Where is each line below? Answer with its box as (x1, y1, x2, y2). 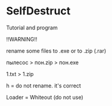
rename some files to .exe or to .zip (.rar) (6, 47, 107, 54)
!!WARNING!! (6, 35, 38, 43)
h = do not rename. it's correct (6, 82, 82, 89)
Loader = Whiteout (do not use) (6, 93, 83, 101)
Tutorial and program (6, 24, 58, 31)
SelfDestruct (6, 4, 71, 18)
